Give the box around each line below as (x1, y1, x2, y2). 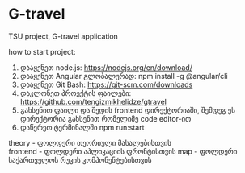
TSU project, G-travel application (8, 31, 119, 41)
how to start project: (8, 47, 76, 56)
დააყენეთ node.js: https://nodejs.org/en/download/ (19, 62, 192, 72)
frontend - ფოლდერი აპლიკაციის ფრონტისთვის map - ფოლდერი (8, 146, 238, 156)
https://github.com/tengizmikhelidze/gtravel (19, 97, 167, 106)
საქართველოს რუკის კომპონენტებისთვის (8, 154, 152, 165)
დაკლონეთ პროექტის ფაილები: (19, 88, 132, 97)
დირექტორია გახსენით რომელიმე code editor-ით (19, 113, 192, 123)
